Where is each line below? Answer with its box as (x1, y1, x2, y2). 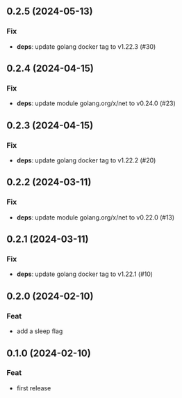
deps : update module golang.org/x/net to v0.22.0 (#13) (16, 213, 175, 222)
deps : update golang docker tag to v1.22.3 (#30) (16, 42, 156, 51)
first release (16, 383, 51, 392)
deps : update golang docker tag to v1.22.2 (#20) (16, 156, 156, 164)
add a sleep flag (16, 327, 63, 335)
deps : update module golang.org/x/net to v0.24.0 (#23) (16, 99, 176, 107)
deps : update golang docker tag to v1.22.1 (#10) (16, 270, 154, 278)
